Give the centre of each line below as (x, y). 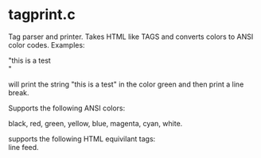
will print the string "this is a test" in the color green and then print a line (126, 84)
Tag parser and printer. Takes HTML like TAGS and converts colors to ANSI (131, 37)
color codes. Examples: (47, 44)
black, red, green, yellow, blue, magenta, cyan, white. (95, 123)
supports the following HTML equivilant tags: (82, 139)
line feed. (23, 147)
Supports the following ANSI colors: (67, 108)
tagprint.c (42, 15)
